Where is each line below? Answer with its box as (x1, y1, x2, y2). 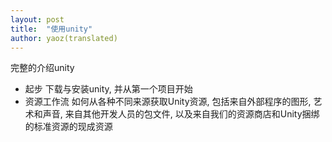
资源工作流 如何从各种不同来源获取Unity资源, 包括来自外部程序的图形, (24, 96, 312, 108)
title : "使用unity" (10, 24, 93, 34)
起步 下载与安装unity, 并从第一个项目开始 (24, 83, 193, 95)
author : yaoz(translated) (10, 33, 118, 43)
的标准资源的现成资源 (24, 121, 113, 133)
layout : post (10, 14, 65, 25)
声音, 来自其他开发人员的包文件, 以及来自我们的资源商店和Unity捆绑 (42, 108, 320, 120)
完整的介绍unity (10, 62, 75, 74)
